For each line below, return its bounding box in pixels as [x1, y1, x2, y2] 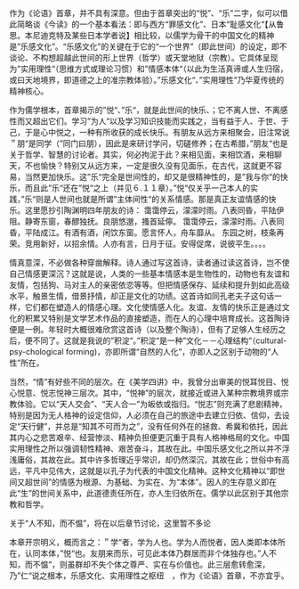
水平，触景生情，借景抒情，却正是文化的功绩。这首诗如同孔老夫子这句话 [9, 290, 274, 301]
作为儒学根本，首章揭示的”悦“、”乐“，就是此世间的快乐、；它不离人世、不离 [9, 105, 280, 115]
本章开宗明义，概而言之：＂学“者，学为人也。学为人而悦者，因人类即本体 [9, 537, 279, 547]
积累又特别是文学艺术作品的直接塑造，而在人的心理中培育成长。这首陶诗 [24, 313, 290, 323]
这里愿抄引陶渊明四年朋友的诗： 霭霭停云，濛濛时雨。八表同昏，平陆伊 [24, 205, 285, 216]
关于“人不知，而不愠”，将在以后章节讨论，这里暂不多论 [9, 518, 212, 528]
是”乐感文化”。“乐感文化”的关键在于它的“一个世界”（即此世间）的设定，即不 [9, 41, 287, 52]
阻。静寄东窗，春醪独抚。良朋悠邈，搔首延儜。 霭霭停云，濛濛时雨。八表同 [9, 217, 285, 226]
